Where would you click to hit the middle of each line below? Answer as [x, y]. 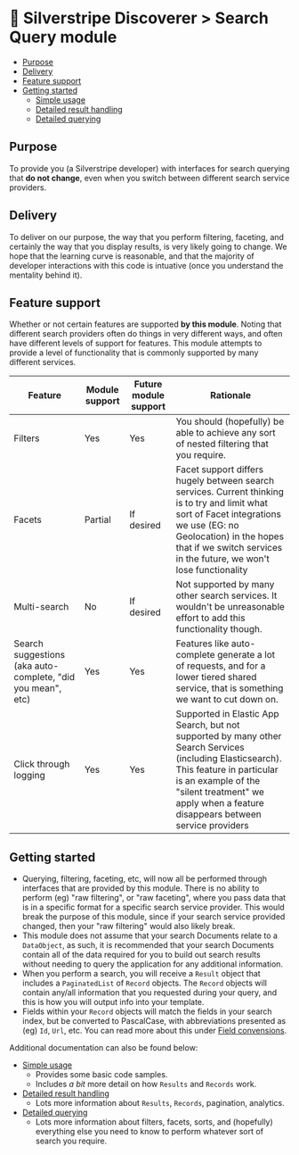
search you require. [71, 1141]
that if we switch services [229, 548]
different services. [43, 362]
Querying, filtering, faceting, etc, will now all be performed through [145, 879]
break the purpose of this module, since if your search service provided [154, 917]
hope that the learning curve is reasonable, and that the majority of [132, 256]
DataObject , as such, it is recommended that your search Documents [148, 945]
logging [30, 776]
